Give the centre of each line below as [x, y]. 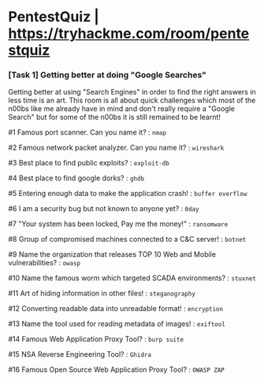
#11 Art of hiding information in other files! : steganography [102, 293]
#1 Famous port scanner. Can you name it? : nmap [87, 132]
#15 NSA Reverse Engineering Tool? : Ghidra [80, 354]
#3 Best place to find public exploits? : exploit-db [89, 163]
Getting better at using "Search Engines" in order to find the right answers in [132, 92]
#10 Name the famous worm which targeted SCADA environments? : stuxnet [132, 278]
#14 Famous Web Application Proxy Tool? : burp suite [96, 339]
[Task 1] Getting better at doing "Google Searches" [107, 75]
